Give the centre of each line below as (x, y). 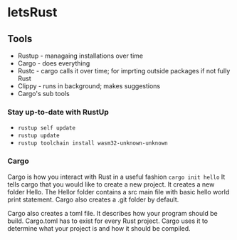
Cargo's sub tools (43, 94)
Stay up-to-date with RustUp (58, 112)
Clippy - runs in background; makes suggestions (89, 86)
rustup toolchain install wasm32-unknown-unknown (93, 143)
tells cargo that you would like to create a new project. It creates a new (111, 184)
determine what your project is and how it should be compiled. (99, 228)
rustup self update (47, 128)
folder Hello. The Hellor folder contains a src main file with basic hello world (118, 192)
